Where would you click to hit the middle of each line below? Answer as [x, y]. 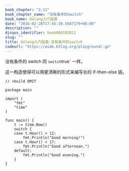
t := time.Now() [31, 124]
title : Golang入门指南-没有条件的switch [44, 42]
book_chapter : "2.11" [27, 10]
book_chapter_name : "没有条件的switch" [44, 14]
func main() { [20, 120]
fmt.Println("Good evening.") [54, 155]
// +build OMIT [21, 81]
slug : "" [14, 38]
